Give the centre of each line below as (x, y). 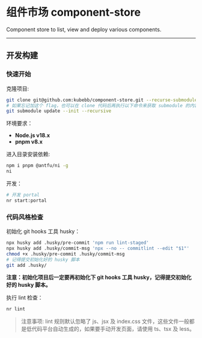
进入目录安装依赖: (28, 154)
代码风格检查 (25, 217)
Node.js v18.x (32, 136)
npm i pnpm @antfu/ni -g (37, 166)
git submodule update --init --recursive (59, 111)
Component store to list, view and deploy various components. (84, 29)
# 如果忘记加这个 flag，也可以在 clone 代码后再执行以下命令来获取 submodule (95, 105)
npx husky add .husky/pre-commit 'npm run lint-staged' (78, 243)
